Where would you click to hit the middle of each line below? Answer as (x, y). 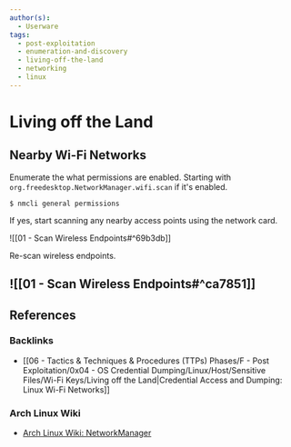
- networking (42, 69)
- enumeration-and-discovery (73, 52)
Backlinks (32, 341)
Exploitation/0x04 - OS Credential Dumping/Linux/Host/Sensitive (144, 370)
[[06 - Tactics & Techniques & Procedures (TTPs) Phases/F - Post (146, 361)
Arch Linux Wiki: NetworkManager (87, 433)
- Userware (38, 26)
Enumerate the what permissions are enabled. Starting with (120, 177)
